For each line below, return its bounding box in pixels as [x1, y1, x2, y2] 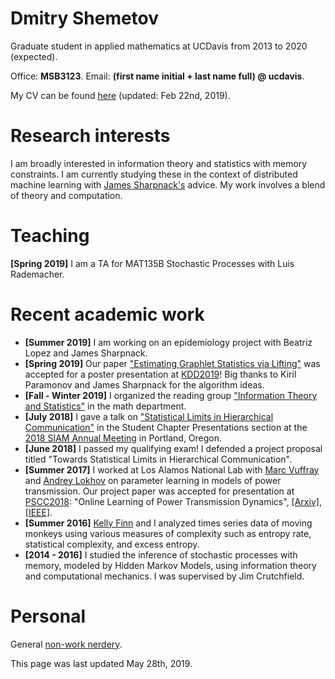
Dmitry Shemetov [10, 7, 160, 30]
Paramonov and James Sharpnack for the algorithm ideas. [24, 378, 265, 391]
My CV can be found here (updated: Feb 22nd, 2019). [10, 89, 231, 101]
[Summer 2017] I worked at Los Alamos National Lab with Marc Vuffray [24, 463, 320, 476]
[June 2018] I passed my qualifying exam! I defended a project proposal [24, 442, 323, 454]
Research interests [10, 125, 171, 147]
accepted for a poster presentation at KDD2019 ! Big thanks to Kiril [24, 368, 297, 380]
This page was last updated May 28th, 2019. [10, 657, 193, 669]
